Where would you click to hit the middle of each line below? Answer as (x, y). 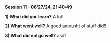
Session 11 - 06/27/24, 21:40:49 (39, 7)
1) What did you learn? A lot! (34, 16)
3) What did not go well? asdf (36, 35)
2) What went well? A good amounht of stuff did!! (56, 26)
